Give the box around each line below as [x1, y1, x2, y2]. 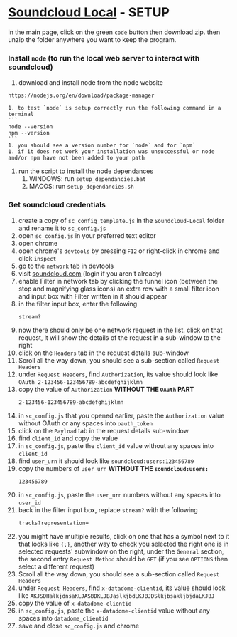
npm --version [8, 130, 50, 137]
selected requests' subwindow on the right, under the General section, [18, 547, 224, 556]
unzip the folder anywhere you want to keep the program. [8, 35, 177, 43]
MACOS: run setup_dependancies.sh [28, 182, 134, 191]
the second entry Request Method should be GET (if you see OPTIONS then [18, 554, 228, 563]
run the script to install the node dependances [18, 167, 154, 175]
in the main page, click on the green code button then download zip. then [8, 28, 221, 36]
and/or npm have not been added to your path [8, 155, 145, 162]
